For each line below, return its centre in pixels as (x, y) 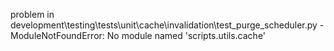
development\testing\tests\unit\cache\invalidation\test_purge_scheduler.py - (167, 25)
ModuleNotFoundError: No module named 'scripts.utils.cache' (138, 35)
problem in (32, 14)
